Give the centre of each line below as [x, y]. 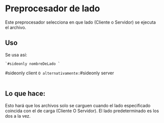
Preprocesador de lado [53, 9]
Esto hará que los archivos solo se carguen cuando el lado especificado [78, 105]
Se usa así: [16, 55]
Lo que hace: [25, 94]
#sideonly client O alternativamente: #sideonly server [60, 73]
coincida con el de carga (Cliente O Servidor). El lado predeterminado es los [82, 111]
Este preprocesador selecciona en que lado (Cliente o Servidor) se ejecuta [81, 22]
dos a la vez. [18, 116]
